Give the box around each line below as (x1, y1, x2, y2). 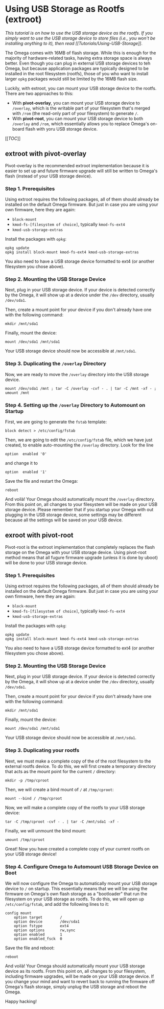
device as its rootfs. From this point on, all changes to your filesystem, (5, 968, 146, 974)
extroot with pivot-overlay (5, 150, 87, 158)
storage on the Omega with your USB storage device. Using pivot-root (5, 549, 147, 555)
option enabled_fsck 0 (14, 936, 63, 941)
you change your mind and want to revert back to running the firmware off (5, 978, 155, 984)
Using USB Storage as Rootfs (5, 3, 125, 15)
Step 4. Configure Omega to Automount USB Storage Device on (5, 863, 159, 870)
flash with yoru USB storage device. (25, 126, 98, 132)
